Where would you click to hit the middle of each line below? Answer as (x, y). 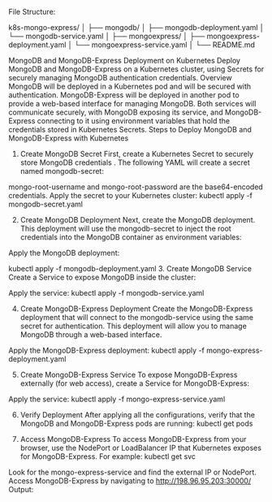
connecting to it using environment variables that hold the (133, 121)
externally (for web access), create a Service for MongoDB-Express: (135, 383)
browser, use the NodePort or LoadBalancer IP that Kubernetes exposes (141, 448)
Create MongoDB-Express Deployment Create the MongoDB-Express (136, 309)
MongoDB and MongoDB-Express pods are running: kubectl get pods (136, 423)
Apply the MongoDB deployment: (64, 253)
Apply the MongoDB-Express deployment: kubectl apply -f (106, 350)
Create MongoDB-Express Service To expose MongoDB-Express (129, 374)
